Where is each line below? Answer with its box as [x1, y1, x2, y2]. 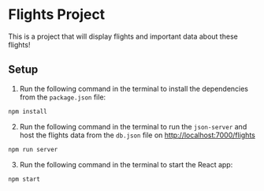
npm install [8, 107, 47, 115]
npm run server [8, 145, 58, 153]
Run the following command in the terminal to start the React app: [19, 159, 233, 169]
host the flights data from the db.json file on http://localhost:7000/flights [19, 130, 256, 140]
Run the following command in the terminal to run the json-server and [19, 122, 247, 131]
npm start [8, 175, 41, 183]
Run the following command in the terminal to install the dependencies [19, 84, 249, 93]
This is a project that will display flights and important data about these [8, 32, 238, 41]
